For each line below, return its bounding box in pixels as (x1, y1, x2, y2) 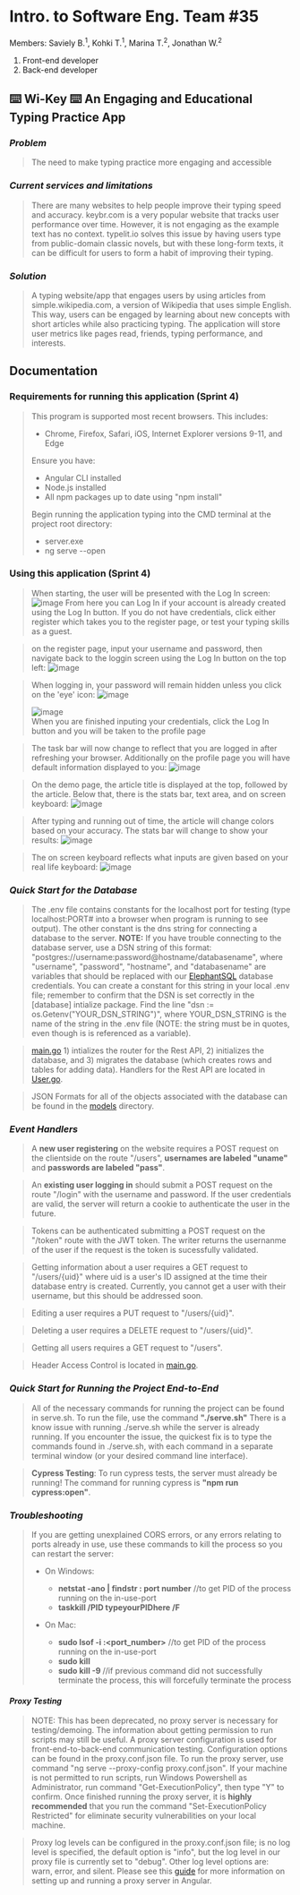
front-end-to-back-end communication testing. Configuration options (30, 1744, 288, 1754)
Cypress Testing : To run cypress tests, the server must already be (30, 1467, 278, 1479)
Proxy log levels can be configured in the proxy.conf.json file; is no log (30, 1838, 291, 1848)
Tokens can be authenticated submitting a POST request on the (30, 1225, 266, 1237)
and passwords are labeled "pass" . (30, 1162, 166, 1173)
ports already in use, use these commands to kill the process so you (30, 1539, 283, 1550)
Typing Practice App (9, 109, 126, 124)
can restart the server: (30, 1548, 115, 1559)
